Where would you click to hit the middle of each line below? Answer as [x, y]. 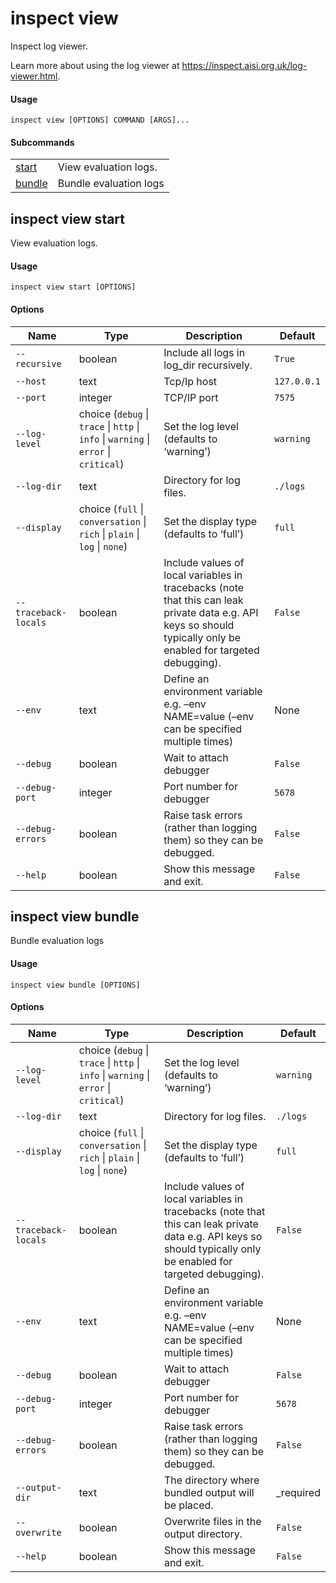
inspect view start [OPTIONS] [73, 287]
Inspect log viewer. [49, 46]
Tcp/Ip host [190, 381]
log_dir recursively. [208, 365]
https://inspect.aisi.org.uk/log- [244, 65]
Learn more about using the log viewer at [95, 65]
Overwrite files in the [212, 1521]
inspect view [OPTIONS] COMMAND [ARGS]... [100, 120]
